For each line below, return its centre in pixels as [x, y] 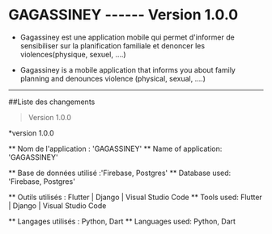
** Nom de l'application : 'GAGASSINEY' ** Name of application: [115, 148]
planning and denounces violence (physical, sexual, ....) [113, 78]
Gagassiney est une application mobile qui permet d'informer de [127, 37]
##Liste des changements [52, 102]
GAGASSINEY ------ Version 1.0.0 [123, 15]
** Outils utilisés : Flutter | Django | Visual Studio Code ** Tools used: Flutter [136, 197]
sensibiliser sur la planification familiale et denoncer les [112, 45]
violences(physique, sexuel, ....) [73, 54]
